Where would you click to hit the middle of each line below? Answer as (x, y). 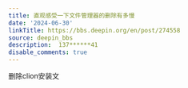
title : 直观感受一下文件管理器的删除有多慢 (72, 15)
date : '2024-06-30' (41, 23)
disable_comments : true (48, 52)
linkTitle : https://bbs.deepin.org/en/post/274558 (94, 30)
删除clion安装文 (34, 76)
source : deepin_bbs (41, 38)
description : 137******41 (53, 45)
